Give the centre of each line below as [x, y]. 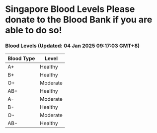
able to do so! [34, 30]
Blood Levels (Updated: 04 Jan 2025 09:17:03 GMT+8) [73, 46]
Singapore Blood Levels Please [70, 9]
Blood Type [21, 59]
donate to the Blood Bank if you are [79, 20]
